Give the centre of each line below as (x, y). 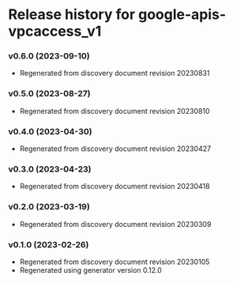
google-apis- (182, 15)
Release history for (72, 15)
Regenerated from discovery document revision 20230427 (115, 149)
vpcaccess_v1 (55, 31)
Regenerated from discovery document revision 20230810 (115, 111)
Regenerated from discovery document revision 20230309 (115, 224)
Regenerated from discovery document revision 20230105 (115, 262)
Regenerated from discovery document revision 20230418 (115, 187)
